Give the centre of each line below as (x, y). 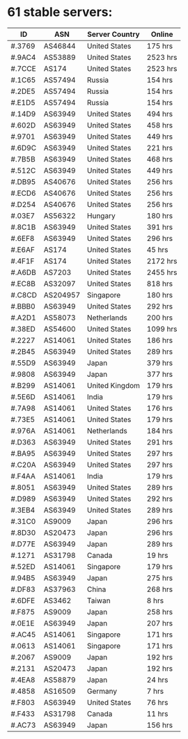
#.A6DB (23, 272)
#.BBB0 (23, 306)
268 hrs (159, 589)
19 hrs (157, 555)
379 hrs (159, 363)
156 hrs (159, 725)
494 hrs (159, 114)
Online (162, 34)
